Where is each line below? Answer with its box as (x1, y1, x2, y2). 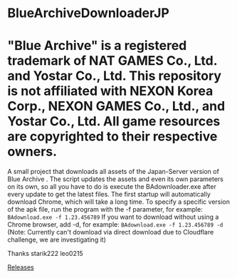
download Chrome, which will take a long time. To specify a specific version (7, 197, 230, 206)
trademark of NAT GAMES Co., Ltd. (7, 53, 218, 69)
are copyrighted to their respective (7, 128, 218, 145)
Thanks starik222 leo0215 (7, 249, 83, 258)
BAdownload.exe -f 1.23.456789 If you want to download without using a (7, 212, 219, 222)
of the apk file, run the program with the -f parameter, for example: (7, 205, 203, 214)
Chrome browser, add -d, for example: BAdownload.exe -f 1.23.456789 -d (7, 220, 223, 229)
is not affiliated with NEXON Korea (7, 83, 214, 99)
